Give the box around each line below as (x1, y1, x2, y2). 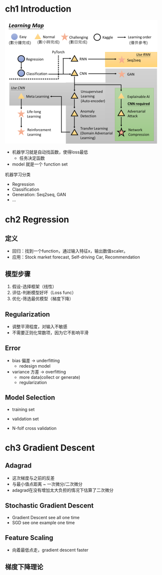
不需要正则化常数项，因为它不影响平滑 (12, 330, 88, 336)
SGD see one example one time (12, 520, 75, 525)
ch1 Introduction (5, 3, 72, 15)
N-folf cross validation (12, 425, 57, 431)
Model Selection (5, 393, 56, 402)
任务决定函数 (19, 155, 45, 161)
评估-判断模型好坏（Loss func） (12, 290, 76, 296)
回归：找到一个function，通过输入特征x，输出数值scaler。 (12, 248, 128, 254)
